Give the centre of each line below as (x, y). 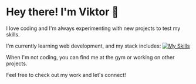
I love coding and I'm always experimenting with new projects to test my (93, 28)
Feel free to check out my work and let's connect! (66, 75)
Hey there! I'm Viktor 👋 (62, 12)
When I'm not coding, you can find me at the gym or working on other (90, 57)
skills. (13, 34)
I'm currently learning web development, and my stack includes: (84, 46)
